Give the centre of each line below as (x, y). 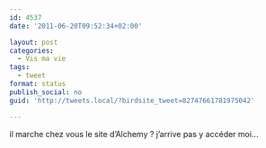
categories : (31, 50)
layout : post (34, 42)
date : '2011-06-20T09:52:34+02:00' (76, 26)
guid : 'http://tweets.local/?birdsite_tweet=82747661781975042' (132, 100)
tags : (19, 67)
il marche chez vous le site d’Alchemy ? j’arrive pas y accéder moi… (134, 134)
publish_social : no (46, 92)
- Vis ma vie (42, 59)
